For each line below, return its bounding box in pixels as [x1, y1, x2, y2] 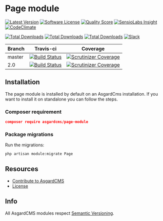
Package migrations [5, 131, 54, 138]
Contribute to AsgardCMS [12, 178, 64, 183]
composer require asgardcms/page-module [5, 120, 89, 124]
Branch [7, 45, 25, 52]
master [7, 53, 23, 60]
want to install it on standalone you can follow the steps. [5, 96, 118, 102]
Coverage [81, 45, 105, 52]
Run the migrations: [5, 142, 44, 148]
